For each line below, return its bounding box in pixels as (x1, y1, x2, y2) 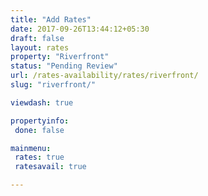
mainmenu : (10, 143, 52, 153)
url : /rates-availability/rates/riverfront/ (10, 71, 199, 81)
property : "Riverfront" (10, 52, 110, 62)
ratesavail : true (14, 162, 87, 172)
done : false (14, 125, 65, 135)
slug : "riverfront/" (10, 80, 97, 90)
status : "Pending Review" (10, 61, 118, 71)
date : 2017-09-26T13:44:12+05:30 (10, 24, 150, 34)
